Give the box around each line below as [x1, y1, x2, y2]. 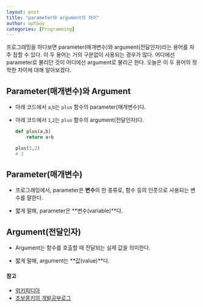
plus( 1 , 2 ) [15, 145, 41, 151]
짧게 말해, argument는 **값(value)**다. [15, 257, 110, 264]
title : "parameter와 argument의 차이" [6, 15, 100, 21]
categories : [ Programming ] [6, 26, 75, 32]
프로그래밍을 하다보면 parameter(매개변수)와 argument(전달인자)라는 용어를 [6, 43, 188, 51]
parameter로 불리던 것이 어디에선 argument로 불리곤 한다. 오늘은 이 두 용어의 [6, 59, 191, 66]
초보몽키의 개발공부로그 [15, 294, 71, 302]
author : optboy [6, 20, 45, 26]
